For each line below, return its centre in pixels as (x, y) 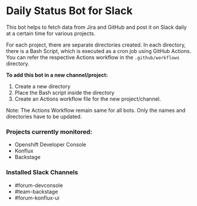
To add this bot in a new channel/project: (57, 75)
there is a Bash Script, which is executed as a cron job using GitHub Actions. (99, 51)
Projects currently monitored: (49, 132)
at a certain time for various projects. (51, 33)
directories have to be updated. (44, 117)
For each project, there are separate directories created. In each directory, (96, 45)
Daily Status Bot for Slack (69, 11)
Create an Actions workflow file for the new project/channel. (88, 99)
